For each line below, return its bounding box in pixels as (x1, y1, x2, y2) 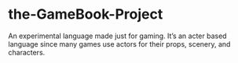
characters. (8, 47, 46, 57)
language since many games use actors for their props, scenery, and (8, 39, 231, 48)
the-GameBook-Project (8, 5, 163, 23)
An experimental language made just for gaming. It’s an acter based (8, 31, 227, 40)
